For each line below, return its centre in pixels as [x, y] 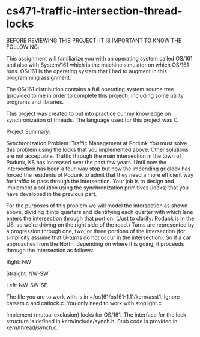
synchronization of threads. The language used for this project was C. [93, 120]
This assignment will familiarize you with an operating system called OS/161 [99, 58]
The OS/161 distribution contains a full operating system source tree [90, 89]
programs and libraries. [35, 102]
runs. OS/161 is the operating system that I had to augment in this [86, 71]
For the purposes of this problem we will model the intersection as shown [97, 206]
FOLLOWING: [23, 47]
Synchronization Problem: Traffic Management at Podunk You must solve [97, 143]
